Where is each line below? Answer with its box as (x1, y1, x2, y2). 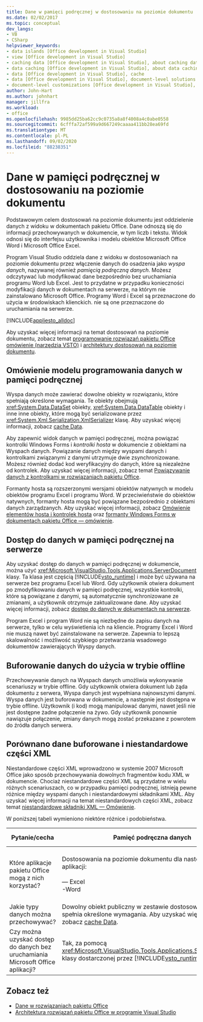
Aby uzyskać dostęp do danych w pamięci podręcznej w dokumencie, (6, 560, 181, 568)
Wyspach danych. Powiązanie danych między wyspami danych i (6, 448, 167, 455)
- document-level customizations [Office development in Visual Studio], (6, 82, 196, 88)
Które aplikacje (9, 858, 52, 867)
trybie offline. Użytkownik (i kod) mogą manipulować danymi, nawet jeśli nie (6, 702, 196, 709)
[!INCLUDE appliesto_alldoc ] (6, 316, 76, 324)
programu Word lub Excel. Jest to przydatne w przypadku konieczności (6, 279, 184, 287)
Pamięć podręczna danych (112, 833, 192, 841)
